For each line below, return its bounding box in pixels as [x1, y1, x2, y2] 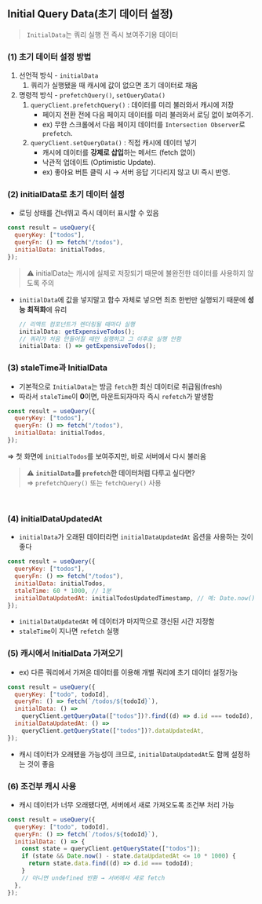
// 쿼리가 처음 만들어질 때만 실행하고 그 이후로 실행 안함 [18, 335, 182, 343]
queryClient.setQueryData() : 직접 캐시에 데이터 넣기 [30, 138, 198, 148]
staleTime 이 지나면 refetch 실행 [18, 627, 119, 636]
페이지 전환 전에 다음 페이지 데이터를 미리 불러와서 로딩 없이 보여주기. [42, 110, 254, 119]
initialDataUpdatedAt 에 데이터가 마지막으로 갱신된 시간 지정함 [18, 617, 215, 626]
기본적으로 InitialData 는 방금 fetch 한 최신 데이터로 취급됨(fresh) [18, 382, 223, 391]
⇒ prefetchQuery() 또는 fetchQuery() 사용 [26, 478, 162, 487]
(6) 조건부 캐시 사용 [7, 781, 76, 792]
